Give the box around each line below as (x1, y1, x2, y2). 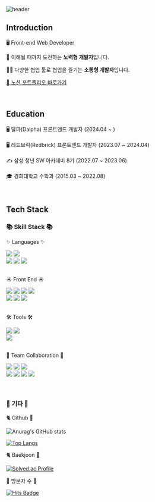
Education (6, 109, 45, 119)
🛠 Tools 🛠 (6, 313, 33, 321)
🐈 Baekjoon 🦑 (6, 451, 40, 458)
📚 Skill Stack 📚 (6, 222, 53, 231)
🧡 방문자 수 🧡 (6, 477, 37, 484)
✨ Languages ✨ (6, 239, 45, 246)
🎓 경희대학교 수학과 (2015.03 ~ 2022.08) (6, 172, 106, 180)
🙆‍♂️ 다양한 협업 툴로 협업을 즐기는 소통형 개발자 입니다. (6, 66, 130, 73)
